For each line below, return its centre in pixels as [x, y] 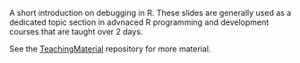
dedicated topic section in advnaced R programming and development [139, 22]
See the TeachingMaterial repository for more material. [111, 49]
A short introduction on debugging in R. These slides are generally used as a [150, 13]
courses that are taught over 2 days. [76, 31]
